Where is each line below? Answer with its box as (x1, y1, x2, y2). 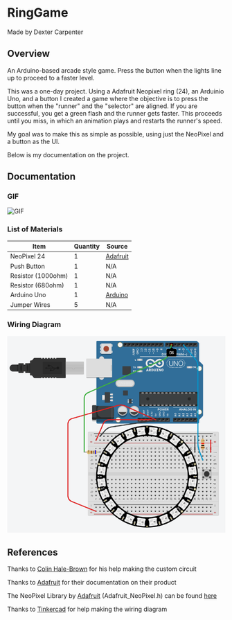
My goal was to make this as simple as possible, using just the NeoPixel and (7, 130, 224, 138)
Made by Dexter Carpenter (7, 28, 84, 36)
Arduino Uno (10, 291, 46, 299)
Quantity (73, 242, 100, 251)
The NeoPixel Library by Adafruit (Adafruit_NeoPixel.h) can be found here (7, 592, 217, 600)
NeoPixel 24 (10, 252, 46, 260)
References (7, 546, 58, 558)
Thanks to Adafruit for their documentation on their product (7, 578, 177, 587)
